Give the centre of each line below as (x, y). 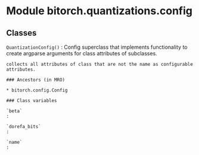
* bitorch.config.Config (37, 90)
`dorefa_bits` (24, 126)
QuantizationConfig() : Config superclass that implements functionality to (97, 47)
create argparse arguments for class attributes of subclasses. (82, 53)
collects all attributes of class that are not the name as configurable (100, 64)
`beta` (14, 111)
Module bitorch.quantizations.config (99, 11)
